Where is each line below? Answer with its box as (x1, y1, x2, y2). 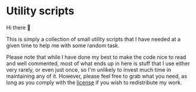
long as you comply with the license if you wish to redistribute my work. (6, 79, 182, 86)
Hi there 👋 (6, 24, 31, 31)
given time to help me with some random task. (6, 42, 120, 49)
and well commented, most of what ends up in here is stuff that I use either (6, 60, 190, 67)
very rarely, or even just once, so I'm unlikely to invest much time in (6, 66, 172, 73)
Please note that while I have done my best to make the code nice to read (6, 53, 186, 60)
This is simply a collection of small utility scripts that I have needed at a (6, 35, 181, 42)
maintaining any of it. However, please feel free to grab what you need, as (6, 72, 188, 79)
